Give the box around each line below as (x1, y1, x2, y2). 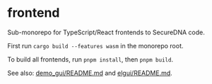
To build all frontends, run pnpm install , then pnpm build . (7, 55, 174, 64)
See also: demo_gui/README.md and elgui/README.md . (7, 69, 173, 77)
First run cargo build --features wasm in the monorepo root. (7, 41, 184, 50)
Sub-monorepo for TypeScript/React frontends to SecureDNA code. (7, 28, 205, 36)
